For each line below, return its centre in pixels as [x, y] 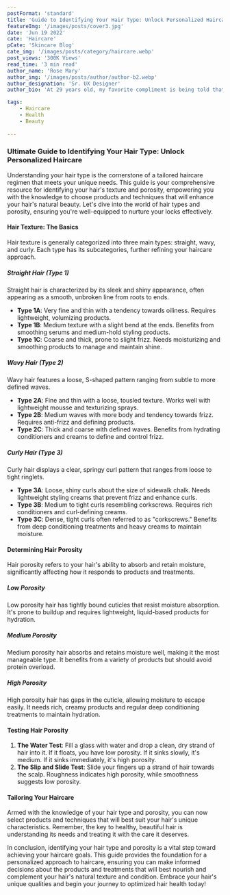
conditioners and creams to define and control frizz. [90, 436]
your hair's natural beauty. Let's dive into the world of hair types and [104, 204]
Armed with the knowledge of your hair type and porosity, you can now [107, 813]
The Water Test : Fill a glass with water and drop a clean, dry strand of [116, 745]
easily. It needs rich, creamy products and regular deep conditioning [103, 707]
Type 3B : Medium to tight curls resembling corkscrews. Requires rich [115, 505]
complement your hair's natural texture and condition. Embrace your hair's [112, 877]
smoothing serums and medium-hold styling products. [94, 332]
